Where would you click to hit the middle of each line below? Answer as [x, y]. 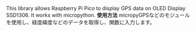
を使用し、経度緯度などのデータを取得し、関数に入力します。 [81, 22]
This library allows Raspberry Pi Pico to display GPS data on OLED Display [96, 8]
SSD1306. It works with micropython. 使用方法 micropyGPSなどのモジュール [98, 15]
